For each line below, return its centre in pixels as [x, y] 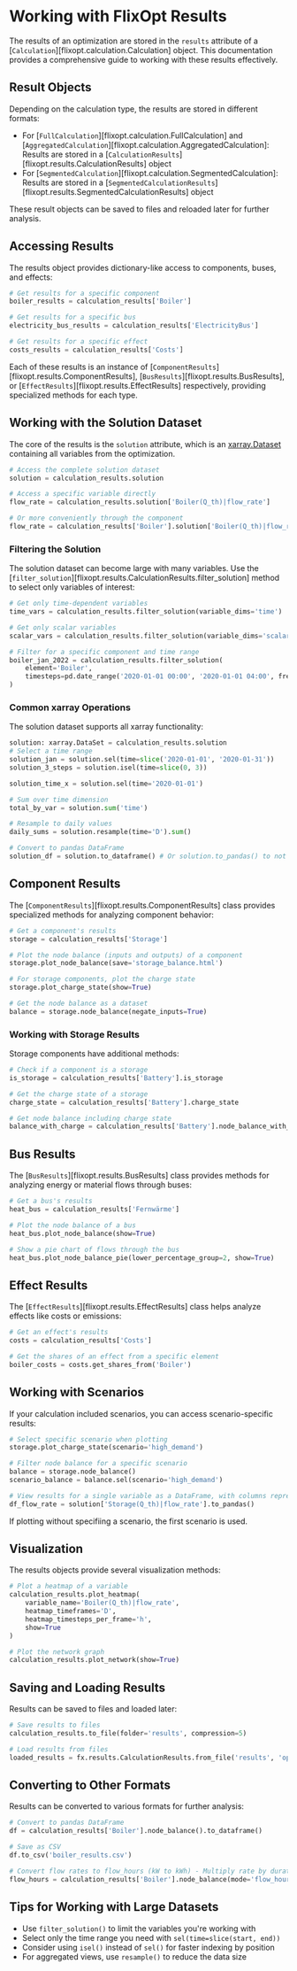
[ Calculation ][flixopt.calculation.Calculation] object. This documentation [141, 50]
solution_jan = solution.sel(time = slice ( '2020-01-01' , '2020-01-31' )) [142, 760]
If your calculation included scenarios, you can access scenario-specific [141, 1413]
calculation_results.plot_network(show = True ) [94, 1660]
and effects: [31, 277]
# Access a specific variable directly [83, 494]
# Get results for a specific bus [73, 317]
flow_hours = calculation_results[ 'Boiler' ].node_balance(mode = [130, 1879]
